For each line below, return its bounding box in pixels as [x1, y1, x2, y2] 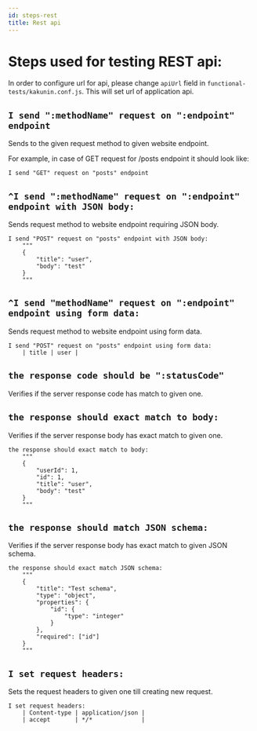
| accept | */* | [22, 716, 146, 724]
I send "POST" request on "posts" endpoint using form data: [8, 342, 212, 349]
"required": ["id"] [36, 633, 100, 641]
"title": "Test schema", [36, 585, 118, 593]
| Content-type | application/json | [22, 709, 146, 717]
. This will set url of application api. [81, 87, 194, 97]
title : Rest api [8, 19, 61, 27]
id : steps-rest [8, 11, 58, 20]
